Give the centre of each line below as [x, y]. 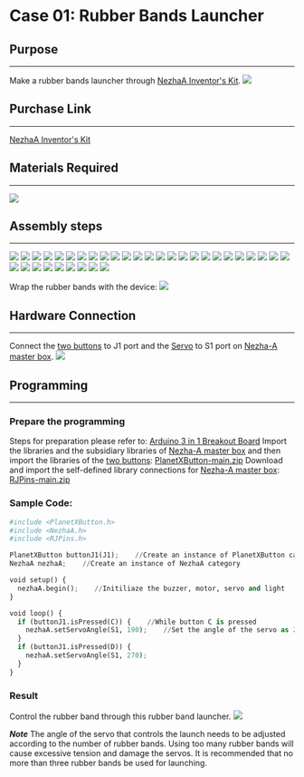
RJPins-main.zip [40, 480]
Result [24, 695]
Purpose [34, 49]
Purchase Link [51, 109]
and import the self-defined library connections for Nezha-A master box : [145, 470]
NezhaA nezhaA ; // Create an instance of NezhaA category [125, 564]
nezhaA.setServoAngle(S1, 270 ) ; [86, 656]
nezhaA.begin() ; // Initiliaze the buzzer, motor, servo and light [151, 588]
